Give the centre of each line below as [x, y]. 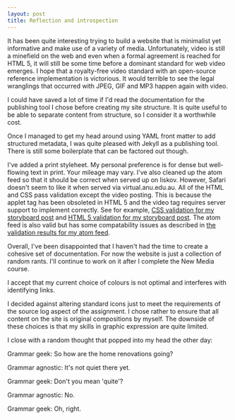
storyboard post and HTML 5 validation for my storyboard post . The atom [114, 217]
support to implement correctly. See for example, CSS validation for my [111, 210]
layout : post [26, 14]
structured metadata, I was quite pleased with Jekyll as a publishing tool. [113, 143]
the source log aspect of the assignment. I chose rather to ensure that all [113, 311]
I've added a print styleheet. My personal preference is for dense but [108, 164]
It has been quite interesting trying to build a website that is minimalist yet [114, 40]
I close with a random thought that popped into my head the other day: [110, 340]
